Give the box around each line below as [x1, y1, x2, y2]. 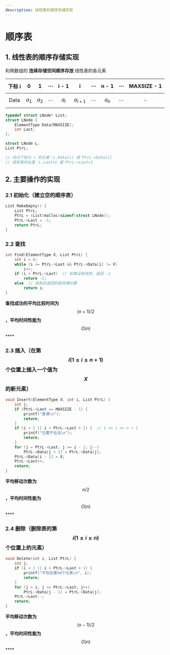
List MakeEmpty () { [5, 204, 47, 209]
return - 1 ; [23, 276, 47, 281]
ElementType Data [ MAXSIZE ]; [14, 122, 74, 128]
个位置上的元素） [5, 544, 47, 551]
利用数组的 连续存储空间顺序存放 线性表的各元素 [5, 67, 106, 74]
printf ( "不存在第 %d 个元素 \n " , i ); [23, 570, 92, 576]
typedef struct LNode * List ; [5, 113, 67, 118]
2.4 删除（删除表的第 [5, 525, 57, 532]
